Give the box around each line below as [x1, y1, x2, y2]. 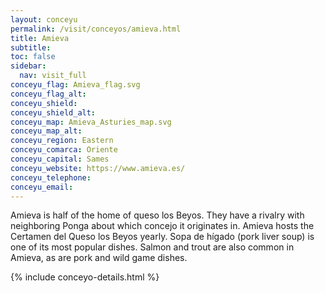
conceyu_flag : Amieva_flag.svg [10, 80, 141, 90]
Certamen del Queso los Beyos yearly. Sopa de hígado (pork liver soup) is [10, 231, 315, 243]
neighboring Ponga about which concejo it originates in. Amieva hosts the [10, 220, 315, 232]
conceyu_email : [10, 182, 74, 192]
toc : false [10, 52, 56, 62]
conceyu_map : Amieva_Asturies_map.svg [10, 117, 172, 127]
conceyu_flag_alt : [10, 89, 87, 99]
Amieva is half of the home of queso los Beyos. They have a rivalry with [10, 209, 305, 221]
